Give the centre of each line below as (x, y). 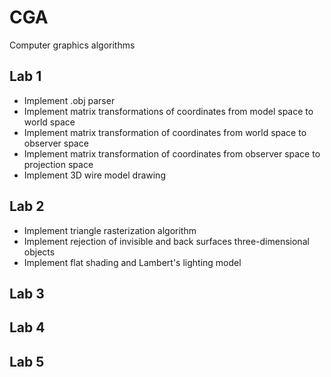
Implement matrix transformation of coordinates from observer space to (172, 153)
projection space (58, 164)
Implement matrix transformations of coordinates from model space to (168, 111)
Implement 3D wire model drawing (94, 175)
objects (39, 252)
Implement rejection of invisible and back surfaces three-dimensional (166, 241)
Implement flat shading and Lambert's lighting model (132, 262)
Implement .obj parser (69, 100)
